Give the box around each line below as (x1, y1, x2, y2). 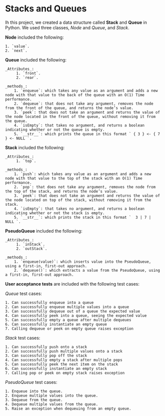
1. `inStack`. (16, 241, 45, 247)
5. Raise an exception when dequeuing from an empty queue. (5, 406, 132, 411)
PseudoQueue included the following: (5, 228, 82, 234)
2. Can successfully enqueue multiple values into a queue (5, 304, 129, 309)
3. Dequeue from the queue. (5, 397, 63, 402)
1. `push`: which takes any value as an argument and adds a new (14, 172, 152, 177)
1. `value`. (5, 44, 30, 49)
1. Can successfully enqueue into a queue (5, 300, 94, 305)
